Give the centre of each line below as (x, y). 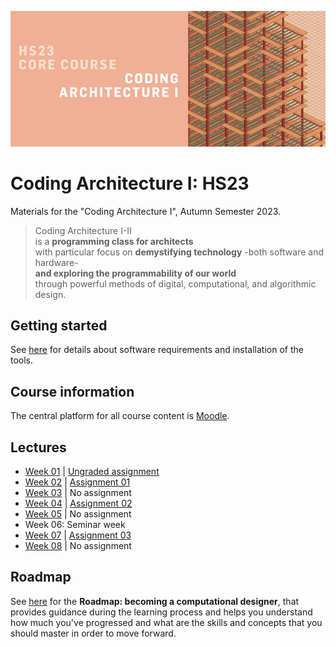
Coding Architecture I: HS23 (130, 183)
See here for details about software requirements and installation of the (157, 350)
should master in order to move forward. (93, 633)
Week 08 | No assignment (78, 546)
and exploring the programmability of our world (135, 273)
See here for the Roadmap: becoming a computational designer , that (155, 601)
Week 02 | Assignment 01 (77, 482)
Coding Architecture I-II (83, 230)
